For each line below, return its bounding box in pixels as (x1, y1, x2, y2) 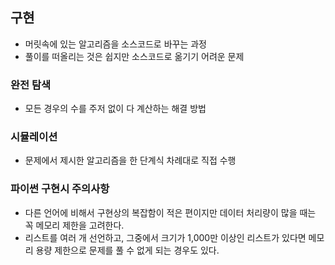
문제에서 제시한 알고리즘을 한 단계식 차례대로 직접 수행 (24, 154, 237, 167)
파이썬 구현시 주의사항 (10, 182, 110, 196)
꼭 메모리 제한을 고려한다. (24, 219, 125, 231)
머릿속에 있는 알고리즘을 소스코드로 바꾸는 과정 (24, 38, 207, 50)
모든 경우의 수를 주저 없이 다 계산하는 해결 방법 (24, 103, 207, 115)
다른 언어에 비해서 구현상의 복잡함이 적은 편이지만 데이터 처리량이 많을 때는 (24, 206, 317, 218)
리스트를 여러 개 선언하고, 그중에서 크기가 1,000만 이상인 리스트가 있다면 (24, 231, 307, 243)
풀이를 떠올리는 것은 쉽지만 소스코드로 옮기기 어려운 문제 (24, 50, 245, 62)
